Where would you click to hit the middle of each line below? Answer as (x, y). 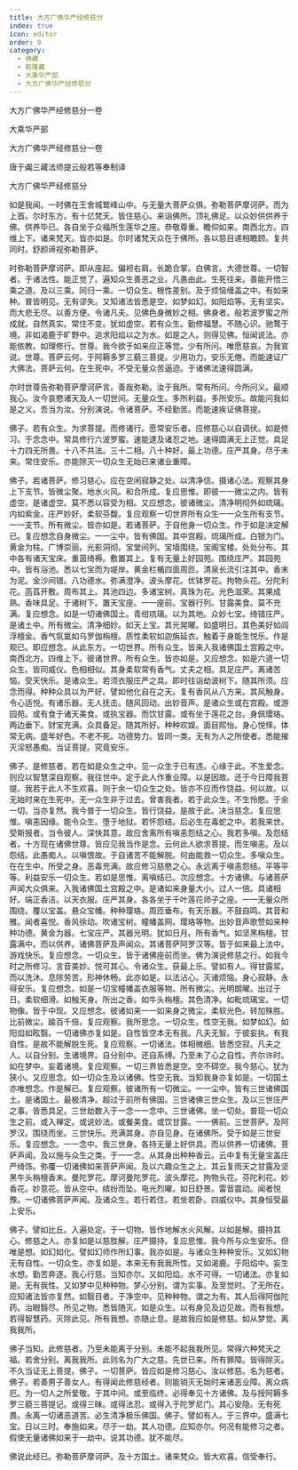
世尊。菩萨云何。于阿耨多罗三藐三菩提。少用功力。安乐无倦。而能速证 (153, 357)
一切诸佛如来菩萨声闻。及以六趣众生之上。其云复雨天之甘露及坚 (172, 1166)
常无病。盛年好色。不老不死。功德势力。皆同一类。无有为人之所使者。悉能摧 (149, 735)
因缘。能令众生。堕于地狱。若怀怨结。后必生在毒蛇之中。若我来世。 (164, 821)
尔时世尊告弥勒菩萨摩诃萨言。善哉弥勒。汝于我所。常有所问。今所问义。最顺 (149, 387)
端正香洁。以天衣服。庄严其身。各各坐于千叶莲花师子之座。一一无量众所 (157, 899)
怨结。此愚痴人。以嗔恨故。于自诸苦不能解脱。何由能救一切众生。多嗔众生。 (149, 855)
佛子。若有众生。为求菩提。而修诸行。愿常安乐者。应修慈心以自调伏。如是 (145, 428)
